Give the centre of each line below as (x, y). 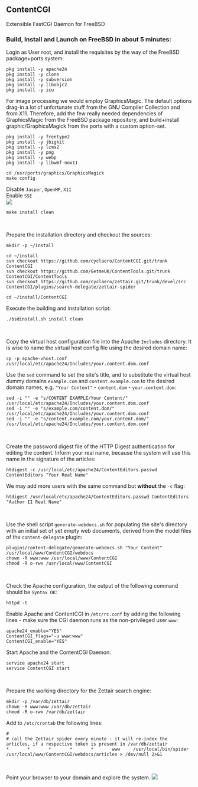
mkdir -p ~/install (30, 246)
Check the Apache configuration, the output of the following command (92, 586)
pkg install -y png (30, 153)
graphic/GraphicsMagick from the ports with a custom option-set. (86, 126)
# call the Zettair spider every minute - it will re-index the (87, 739)
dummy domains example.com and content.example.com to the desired (90, 381)
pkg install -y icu (30, 90)
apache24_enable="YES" (34, 631)
